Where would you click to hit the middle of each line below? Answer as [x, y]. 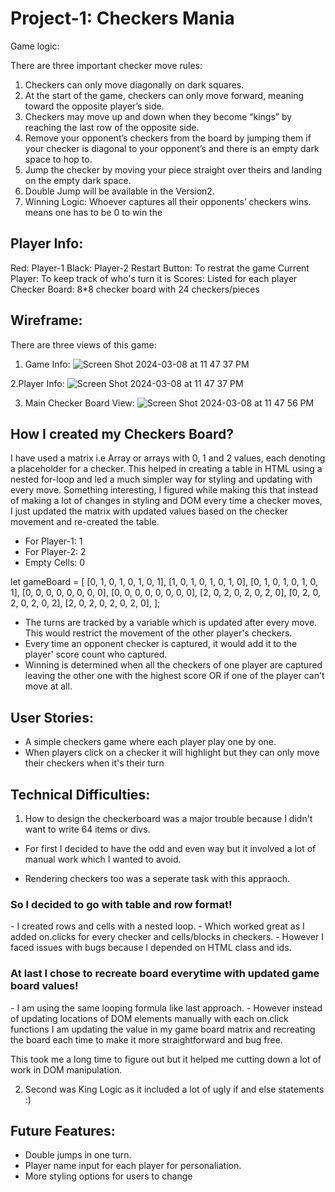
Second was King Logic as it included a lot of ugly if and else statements [174, 1089]
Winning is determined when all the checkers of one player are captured [173, 665]
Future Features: [63, 1130]
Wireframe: [46, 320]
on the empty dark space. [78, 180]
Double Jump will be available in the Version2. [119, 191]
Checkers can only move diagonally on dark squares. [134, 84]
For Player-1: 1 [53, 541]
